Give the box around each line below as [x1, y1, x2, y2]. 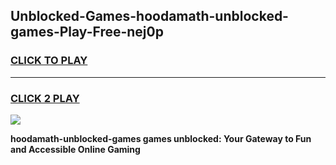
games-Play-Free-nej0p [10, 24, 164, 41]
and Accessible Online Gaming [10, 143, 141, 155]
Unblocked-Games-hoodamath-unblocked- [10, 8, 289, 25]
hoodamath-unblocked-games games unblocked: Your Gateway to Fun [10, 132, 312, 144]
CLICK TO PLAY [10, 54, 88, 68]
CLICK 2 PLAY [10, 91, 80, 105]
